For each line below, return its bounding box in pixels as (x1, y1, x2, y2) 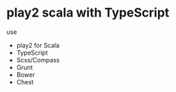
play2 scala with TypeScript (6, 5, 170, 21)
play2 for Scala (16, 41, 60, 49)
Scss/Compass (16, 55, 60, 64)
